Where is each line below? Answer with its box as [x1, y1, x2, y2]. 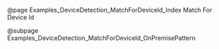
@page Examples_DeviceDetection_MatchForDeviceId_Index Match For [7, 6, 213, 14]
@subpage [7, 27, 39, 35]
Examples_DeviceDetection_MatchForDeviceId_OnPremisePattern [7, 34, 196, 42]
